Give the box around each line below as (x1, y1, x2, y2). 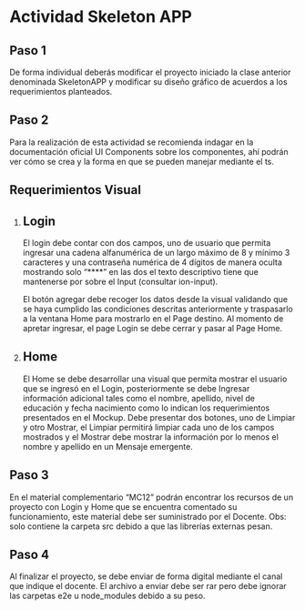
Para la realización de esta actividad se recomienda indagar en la (9, 137, 254, 147)
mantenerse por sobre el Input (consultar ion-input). (22, 276, 219, 288)
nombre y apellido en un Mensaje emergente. (22, 441, 193, 452)
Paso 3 (9, 467, 49, 483)
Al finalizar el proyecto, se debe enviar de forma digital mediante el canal (9, 571, 283, 582)
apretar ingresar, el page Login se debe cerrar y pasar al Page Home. (22, 323, 283, 334)
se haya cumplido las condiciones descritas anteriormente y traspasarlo (22, 303, 293, 315)
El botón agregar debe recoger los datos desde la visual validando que (22, 294, 289, 305)
